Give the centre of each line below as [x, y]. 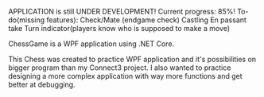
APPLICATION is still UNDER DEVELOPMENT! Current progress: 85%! [122, 12]
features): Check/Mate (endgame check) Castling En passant [146, 20]
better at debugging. [42, 84]
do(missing [27, 20]
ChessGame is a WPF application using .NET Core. [91, 44]
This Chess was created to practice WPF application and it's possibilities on [132, 59]
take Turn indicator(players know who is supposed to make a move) [119, 28]
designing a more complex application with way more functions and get [125, 76]
